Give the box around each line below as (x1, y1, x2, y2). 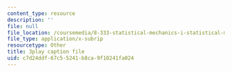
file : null (7, 23, 39, 29)
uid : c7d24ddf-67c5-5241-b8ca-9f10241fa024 (7, 55, 135, 62)
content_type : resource (7, 10, 76, 17)
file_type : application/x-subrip (7, 36, 104, 43)
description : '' (7, 16, 54, 23)
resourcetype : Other (7, 42, 67, 49)
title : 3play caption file (7, 49, 85, 56)
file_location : (7, 29, 51, 36)
